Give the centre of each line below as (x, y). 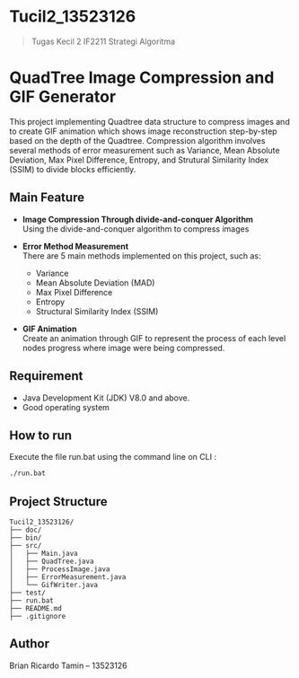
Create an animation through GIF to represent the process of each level (154, 338)
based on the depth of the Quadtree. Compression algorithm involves (137, 140)
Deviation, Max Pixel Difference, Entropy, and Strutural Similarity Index (139, 160)
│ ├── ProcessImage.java (60, 569)
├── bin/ (26, 538)
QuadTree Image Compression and (142, 78)
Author (29, 644)
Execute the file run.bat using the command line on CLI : (113, 457)
